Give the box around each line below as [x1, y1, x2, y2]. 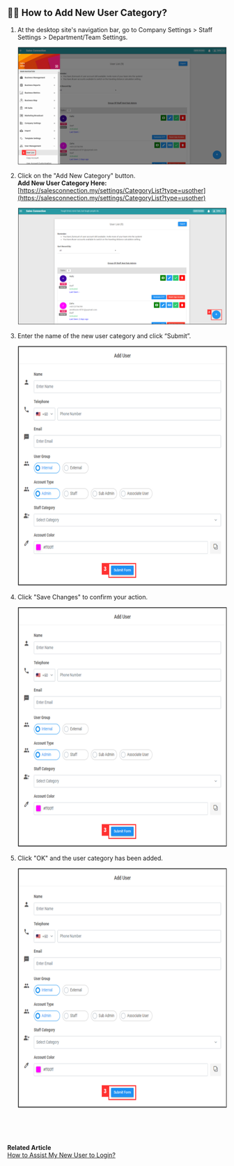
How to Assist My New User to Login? [7, 1151, 116, 1160]
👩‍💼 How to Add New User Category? [7, 7, 167, 19]
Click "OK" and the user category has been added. [17, 854, 164, 863]
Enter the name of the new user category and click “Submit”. [17, 332, 192, 340]
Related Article [7, 1144, 52, 1152]
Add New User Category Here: [17, 179, 107, 187]
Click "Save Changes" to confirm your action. [17, 593, 148, 602]
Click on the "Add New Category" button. [17, 171, 136, 180]
